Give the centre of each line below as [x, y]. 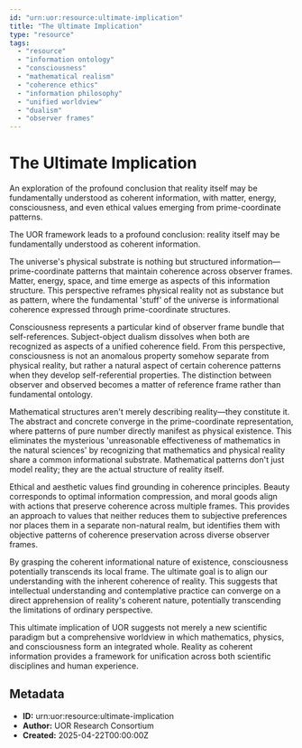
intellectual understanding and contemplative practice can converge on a [145, 591]
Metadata [37, 694]
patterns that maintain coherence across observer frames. [184, 271]
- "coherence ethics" [58, 85]
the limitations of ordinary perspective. [81, 610]
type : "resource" [42, 34]
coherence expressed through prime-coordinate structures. [120, 310]
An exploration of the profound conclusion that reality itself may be [134, 188]
